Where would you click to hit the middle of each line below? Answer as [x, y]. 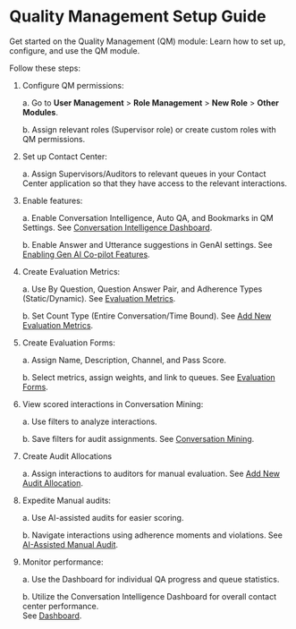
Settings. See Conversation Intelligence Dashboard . [117, 227]
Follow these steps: [45, 68]
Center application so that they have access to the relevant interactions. [155, 183]
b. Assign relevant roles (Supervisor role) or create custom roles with [149, 129]
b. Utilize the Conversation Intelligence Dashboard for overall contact [149, 596]
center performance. [60, 606]
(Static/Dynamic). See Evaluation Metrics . [99, 298]
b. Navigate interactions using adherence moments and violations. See [152, 535]
